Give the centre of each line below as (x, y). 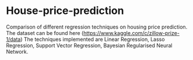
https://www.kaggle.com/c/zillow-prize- (131, 33)
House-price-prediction (65, 11)
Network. (17, 51)
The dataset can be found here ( (45, 33)
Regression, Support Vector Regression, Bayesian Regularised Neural (89, 45)
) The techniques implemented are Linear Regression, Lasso (92, 39)
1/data (13, 39)
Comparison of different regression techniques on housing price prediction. (97, 27)
